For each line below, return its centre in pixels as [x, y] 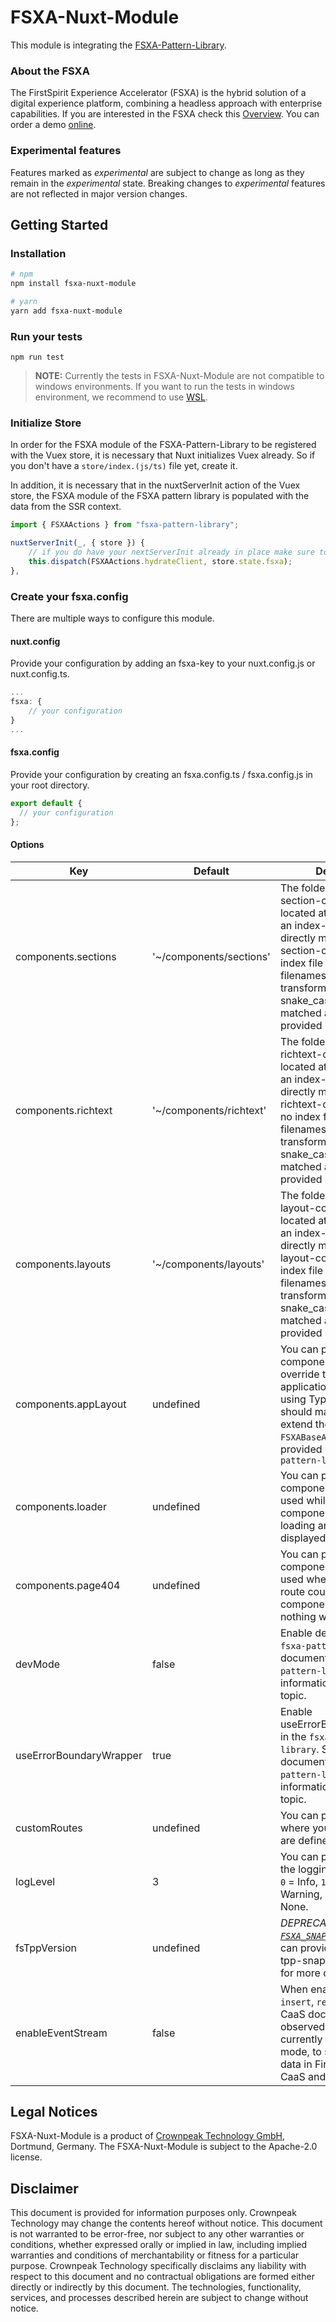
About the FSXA [50, 71]
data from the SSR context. [66, 507]
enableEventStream [61, 2033]
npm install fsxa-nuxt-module [73, 284]
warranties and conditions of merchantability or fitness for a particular [155, 2255]
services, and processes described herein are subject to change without [159, 2298]
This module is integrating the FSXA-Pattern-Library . [118, 45]
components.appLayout [71, 1404]
